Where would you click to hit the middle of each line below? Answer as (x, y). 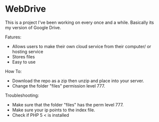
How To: (13, 71)
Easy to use (24, 62)
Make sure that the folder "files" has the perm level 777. (68, 105)
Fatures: (13, 37)
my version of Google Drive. (33, 27)
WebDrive (26, 9)
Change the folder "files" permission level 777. (59, 86)
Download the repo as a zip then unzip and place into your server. (78, 81)
